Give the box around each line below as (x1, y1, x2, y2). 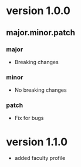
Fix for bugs (14, 115, 44, 122)
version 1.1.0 (6, 135, 68, 148)
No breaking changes (14, 86, 67, 93)
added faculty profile (14, 155, 66, 162)
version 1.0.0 (6, 4, 70, 18)
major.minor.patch (6, 28, 75, 38)
